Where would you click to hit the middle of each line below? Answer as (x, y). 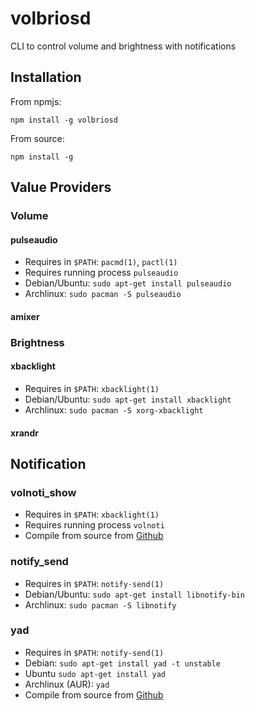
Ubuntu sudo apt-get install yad (95, 673)
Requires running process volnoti (94, 525)
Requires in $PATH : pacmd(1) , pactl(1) (101, 262)
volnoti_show (43, 492)
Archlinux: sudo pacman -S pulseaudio (103, 294)
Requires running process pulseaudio (101, 273)
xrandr (25, 433)
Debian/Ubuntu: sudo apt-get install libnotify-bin (134, 594)
